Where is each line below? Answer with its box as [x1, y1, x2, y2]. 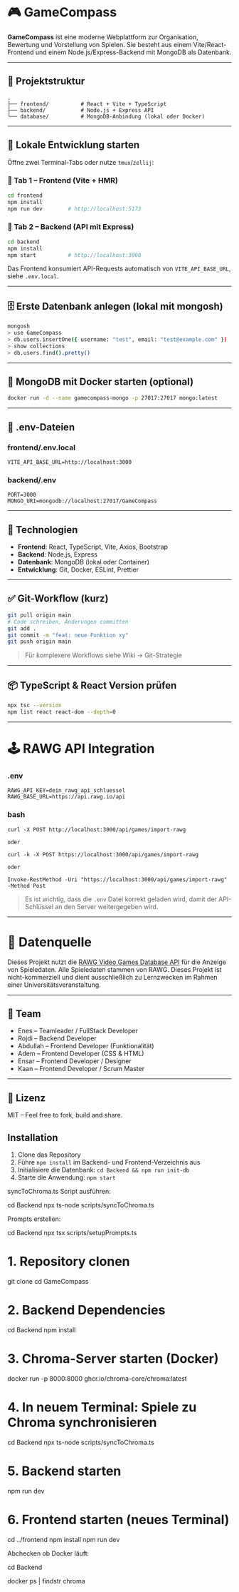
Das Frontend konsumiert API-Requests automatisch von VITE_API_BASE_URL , [7, 264, 231, 273]
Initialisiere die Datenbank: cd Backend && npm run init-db [17, 1165, 190, 1174]
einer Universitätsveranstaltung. [7, 980, 101, 989]
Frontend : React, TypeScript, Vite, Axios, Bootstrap [17, 542, 169, 552]
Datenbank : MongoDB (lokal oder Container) [17, 558, 150, 567]
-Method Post [7, 882, 46, 889]
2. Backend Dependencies [7, 1302, 166, 1319]
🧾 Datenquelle [7, 934, 92, 950]
